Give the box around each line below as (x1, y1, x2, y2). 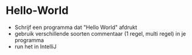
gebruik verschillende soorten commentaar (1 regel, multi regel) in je (14, 30, 187, 37)
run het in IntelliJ (14, 43, 57, 50)
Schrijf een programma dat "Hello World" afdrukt (14, 24, 138, 31)
